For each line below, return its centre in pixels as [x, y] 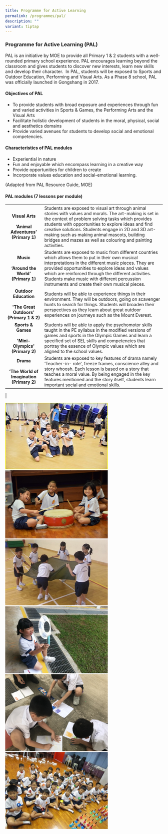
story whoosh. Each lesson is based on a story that [96, 369]
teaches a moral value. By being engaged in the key [97, 374]
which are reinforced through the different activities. [98, 274]
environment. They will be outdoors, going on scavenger [102, 299]
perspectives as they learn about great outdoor [92, 310]
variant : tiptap [22, 27]
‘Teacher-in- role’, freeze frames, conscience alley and [101, 363]
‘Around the [24, 268]
